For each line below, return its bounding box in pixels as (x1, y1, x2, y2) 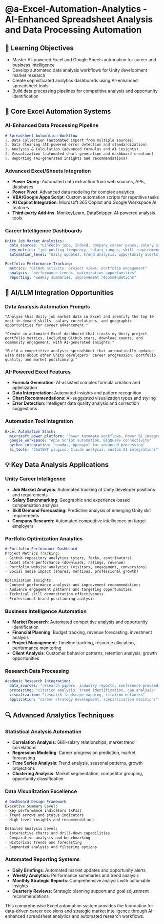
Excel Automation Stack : (5, 429, 56, 434)
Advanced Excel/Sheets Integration (5, 168, 91, 174)
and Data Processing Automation (5, 24, 142, 35)
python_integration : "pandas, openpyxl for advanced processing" (9, 442, 145, 448)
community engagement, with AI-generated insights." (5, 340, 115, 345)
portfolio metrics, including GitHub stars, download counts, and (5, 336, 143, 341)
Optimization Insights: (5, 578, 54, 583)
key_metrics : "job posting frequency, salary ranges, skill (9, 247, 134, 253)
